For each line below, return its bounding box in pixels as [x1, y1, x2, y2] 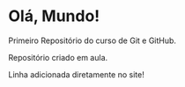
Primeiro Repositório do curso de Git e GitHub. [8, 35, 177, 46]
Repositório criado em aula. [8, 52, 108, 62]
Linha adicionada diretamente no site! [8, 69, 144, 80]
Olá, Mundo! [8, 6, 100, 26]
